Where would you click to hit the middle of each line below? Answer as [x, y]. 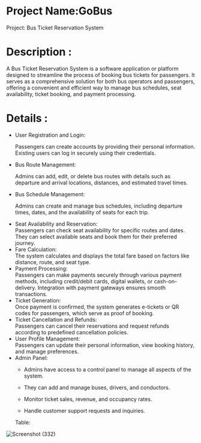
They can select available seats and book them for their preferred [96, 237]
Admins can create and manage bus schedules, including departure [99, 206]
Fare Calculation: [36, 249]
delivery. [25, 288]
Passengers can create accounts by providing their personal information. [105, 146]
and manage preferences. [47, 351]
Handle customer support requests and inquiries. [84, 411]
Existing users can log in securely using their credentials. [85, 153]
